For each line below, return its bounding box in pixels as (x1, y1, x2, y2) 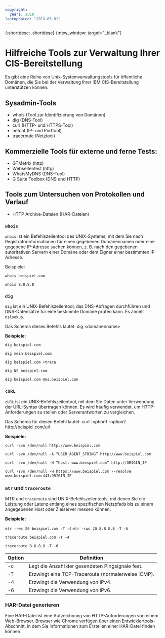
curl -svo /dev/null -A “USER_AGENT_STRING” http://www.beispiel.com (5, 451, 152, 456)
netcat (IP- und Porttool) (12, 128, 62, 134)
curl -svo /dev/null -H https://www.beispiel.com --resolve (5, 469, 132, 474)
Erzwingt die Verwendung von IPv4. (29, 578, 112, 585)
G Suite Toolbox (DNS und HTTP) (12, 176, 80, 182)
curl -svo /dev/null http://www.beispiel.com (5, 443, 100, 448)
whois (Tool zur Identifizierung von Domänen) (12, 112, 106, 118)
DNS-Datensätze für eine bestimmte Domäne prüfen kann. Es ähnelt (5, 309, 144, 315)
